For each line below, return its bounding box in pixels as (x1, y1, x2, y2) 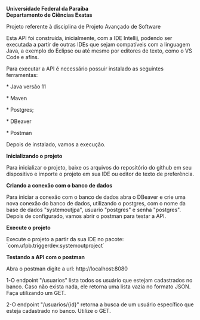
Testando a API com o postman (6, 254, 85, 260)
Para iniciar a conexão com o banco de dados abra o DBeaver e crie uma (6, 193, 186, 201)
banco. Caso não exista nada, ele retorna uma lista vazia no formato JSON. (6, 283, 191, 290)
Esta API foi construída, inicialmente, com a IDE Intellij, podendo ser (6, 35, 173, 41)
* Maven (6, 95, 27, 101)
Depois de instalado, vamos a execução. (6, 141, 106, 148)
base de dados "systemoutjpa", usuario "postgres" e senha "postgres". (6, 206, 181, 213)
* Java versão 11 (6, 83, 47, 90)
